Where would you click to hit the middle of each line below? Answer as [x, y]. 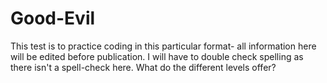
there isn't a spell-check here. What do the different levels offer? [143, 67]
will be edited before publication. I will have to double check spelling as [157, 56]
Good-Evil [53, 18]
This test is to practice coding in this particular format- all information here [163, 46]
